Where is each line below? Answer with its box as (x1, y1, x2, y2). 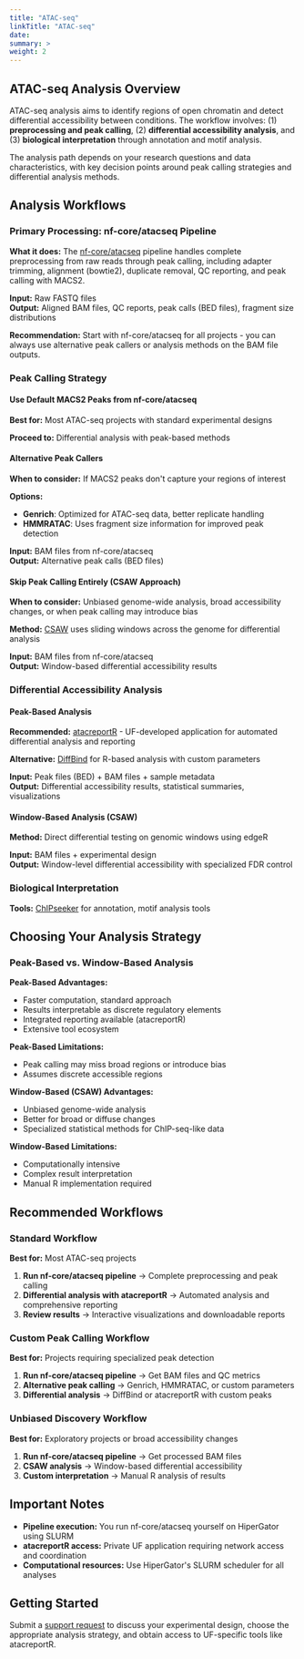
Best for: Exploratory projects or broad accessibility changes (9, 1433, 238, 1444)
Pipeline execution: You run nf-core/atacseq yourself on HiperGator (22, 1520, 279, 1531)
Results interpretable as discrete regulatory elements (22, 1005, 221, 1015)
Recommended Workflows (9, 1204, 164, 1220)
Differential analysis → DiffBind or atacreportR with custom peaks (22, 1389, 272, 1400)
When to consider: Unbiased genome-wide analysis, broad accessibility (9, 596, 282, 607)
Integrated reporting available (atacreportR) (22, 1014, 187, 1025)
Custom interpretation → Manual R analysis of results (22, 1469, 226, 1481)
